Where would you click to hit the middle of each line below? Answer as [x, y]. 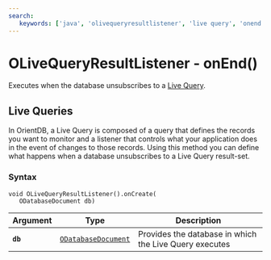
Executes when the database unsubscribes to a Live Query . [107, 86]
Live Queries [41, 111]
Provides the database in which [198, 233]
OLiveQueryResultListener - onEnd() [133, 63]
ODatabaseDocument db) [57, 201]
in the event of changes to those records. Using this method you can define [134, 148]
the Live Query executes [184, 244]
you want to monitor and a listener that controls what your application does [133, 139]
